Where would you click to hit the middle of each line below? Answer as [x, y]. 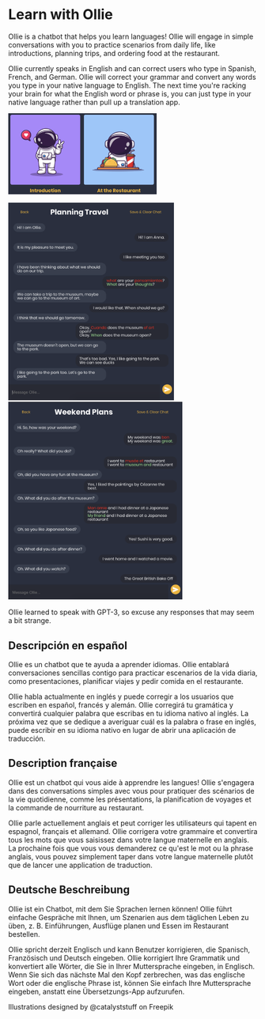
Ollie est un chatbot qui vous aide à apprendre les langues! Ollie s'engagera [131, 782]
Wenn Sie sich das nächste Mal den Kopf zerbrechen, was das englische [127, 975]
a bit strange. [30, 621]
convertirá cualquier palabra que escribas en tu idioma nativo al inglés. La [129, 714]
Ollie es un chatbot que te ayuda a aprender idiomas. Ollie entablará [119, 665]
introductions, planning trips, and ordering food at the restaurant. [114, 53]
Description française [63, 763]
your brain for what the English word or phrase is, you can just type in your [130, 93]
